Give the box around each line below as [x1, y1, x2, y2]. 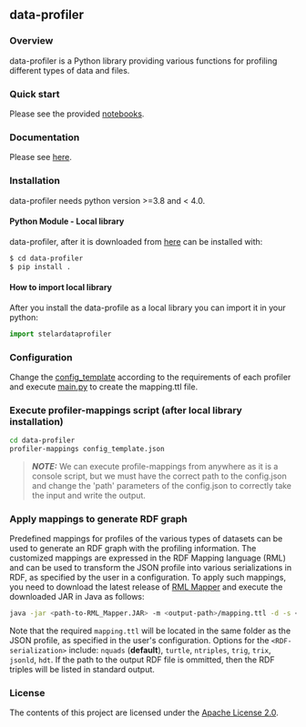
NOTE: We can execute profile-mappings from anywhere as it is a [31, 460, 279, 471]
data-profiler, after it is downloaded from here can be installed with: [9, 236, 263, 247]
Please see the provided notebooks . [9, 108, 145, 119]
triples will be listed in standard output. [9, 664, 155, 675]
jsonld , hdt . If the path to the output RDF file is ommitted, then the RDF [9, 654, 275, 665]
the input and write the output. [31, 490, 146, 500]
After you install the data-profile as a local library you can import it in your [9, 302, 287, 313]
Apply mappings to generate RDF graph [9, 512, 189, 525]
